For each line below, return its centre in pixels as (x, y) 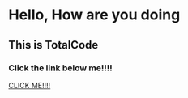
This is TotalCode (53, 45)
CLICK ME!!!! (30, 85)
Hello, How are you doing (94, 15)
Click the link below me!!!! (61, 68)
